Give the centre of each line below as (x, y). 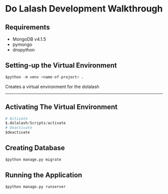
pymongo (22, 44)
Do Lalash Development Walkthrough (84, 9)
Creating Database (35, 148)
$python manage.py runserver (35, 186)
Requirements (27, 27)
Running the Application (44, 175)
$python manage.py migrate (33, 159)
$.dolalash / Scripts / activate (35, 123)
